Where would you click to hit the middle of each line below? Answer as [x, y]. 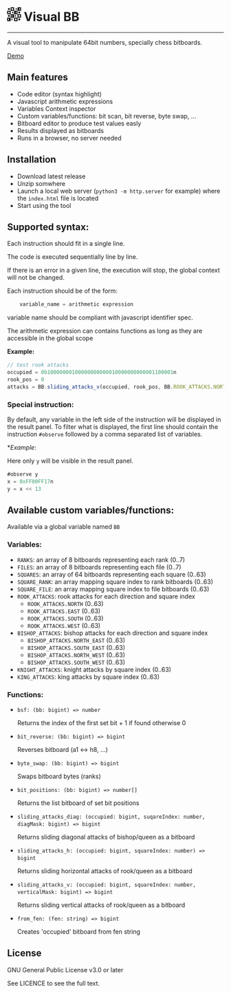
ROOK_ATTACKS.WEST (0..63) [64, 625]
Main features [38, 77]
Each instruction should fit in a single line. [66, 244]
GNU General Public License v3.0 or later [65, 970]
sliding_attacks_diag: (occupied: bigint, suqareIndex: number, [111, 817]
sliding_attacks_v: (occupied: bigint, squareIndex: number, [107, 885]
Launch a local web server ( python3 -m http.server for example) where [119, 191]
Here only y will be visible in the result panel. [70, 461]
